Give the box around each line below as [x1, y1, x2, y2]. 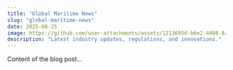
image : [7, 29, 26, 37]
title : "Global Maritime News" [7, 10, 98, 17]
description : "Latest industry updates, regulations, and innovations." [7, 36, 222, 43]
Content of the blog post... [7, 55, 83, 63]
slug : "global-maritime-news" [7, 17, 95, 24]
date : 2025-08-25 [7, 23, 58, 30]
